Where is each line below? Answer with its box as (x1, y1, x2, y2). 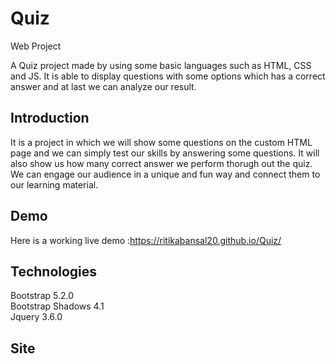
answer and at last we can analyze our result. (10, 80, 197, 92)
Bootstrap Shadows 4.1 (10, 300, 105, 312)
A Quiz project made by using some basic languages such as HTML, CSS (10, 59, 312, 71)
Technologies (10, 263, 98, 280)
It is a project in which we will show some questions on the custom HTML (10, 136, 313, 148)
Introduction (10, 110, 90, 127)
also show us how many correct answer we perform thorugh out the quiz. (10, 157, 313, 169)
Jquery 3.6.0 (10, 311, 63, 323)
